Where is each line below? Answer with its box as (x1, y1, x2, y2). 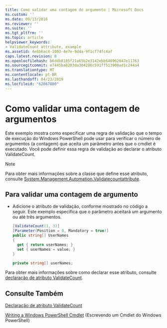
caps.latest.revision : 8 (5, 53, 57, 59)
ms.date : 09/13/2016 (5, 16, 48, 21)
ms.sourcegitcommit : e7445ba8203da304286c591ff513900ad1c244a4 (5, 63, 140, 68)
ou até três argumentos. (12, 214, 62, 220)
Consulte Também (5, 289, 64, 298)
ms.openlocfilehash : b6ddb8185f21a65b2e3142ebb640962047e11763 (5, 58, 140, 63)
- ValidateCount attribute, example (5, 44, 81, 49)
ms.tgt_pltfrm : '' (5, 30, 43, 35)
